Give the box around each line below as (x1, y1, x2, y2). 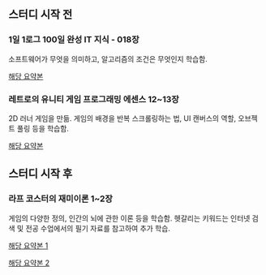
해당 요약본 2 (8, 258, 50, 268)
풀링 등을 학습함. (16, 123, 69, 133)
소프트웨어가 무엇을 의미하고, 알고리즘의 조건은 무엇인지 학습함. (8, 54, 208, 63)
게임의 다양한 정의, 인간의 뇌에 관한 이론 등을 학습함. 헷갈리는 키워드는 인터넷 (8, 213, 251, 223)
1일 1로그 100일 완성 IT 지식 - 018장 (8, 34, 139, 45)
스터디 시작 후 (8, 167, 73, 181)
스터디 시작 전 (8, 7, 73, 22)
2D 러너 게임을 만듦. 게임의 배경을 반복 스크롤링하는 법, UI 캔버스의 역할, (8, 113, 237, 123)
